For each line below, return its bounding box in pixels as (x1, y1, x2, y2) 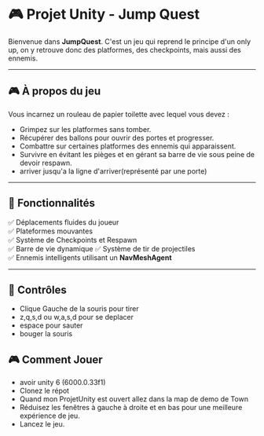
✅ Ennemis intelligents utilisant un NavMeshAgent (8, 252, 172, 262)
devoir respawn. (19, 158, 72, 167)
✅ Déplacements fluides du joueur (8, 217, 119, 227)
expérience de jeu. (19, 411, 80, 420)
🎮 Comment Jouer (8, 353, 104, 366)
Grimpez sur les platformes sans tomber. (19, 124, 152, 134)
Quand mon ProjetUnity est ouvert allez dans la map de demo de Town (19, 394, 249, 404)
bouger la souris (19, 329, 73, 339)
